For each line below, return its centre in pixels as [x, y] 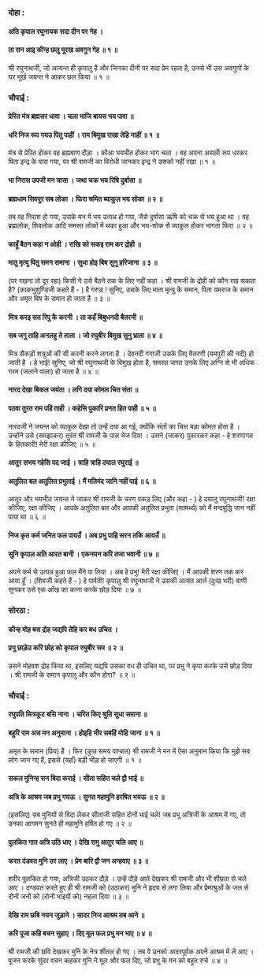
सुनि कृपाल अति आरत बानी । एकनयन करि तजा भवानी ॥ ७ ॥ [84, 554]
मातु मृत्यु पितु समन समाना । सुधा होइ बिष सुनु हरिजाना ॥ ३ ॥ [83, 262]
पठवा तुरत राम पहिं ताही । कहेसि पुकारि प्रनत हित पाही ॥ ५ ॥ [82, 408]
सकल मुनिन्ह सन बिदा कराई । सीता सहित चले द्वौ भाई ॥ [76, 779]
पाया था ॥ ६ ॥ [27, 517]
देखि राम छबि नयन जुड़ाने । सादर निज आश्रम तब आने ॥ [76, 915]
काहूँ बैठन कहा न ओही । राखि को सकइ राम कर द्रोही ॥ [75, 244]
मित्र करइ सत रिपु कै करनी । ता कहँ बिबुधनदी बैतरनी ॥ [76, 317]
